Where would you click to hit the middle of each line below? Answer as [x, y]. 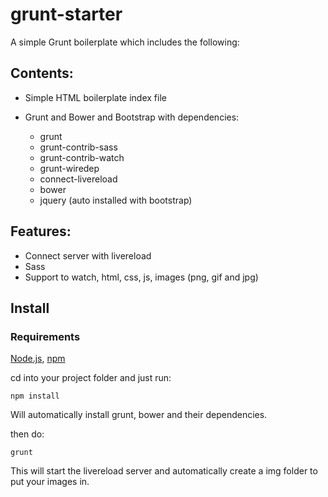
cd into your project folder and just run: [91, 378]
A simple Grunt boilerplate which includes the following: [125, 42]
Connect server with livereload [88, 255]
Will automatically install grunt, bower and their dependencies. [139, 415]
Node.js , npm [38, 359]
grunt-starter [66, 14]
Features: [41, 231]
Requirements [45, 336]
